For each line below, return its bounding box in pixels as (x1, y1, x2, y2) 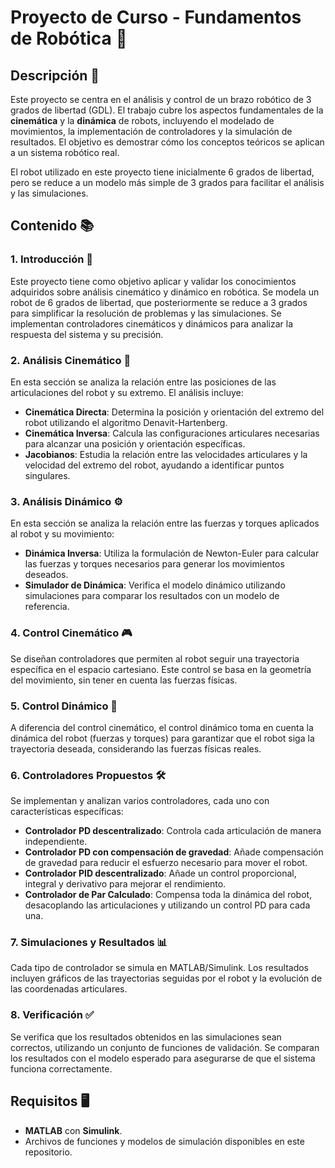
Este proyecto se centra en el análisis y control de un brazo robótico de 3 (10, 94, 312, 105)
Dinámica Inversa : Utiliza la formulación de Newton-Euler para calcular (24, 547, 320, 560)
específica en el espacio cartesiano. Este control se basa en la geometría (10, 663, 312, 675)
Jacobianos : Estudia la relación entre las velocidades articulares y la (24, 448, 308, 460)
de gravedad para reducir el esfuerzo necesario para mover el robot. (24, 857, 308, 869)
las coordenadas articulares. (10, 983, 128, 995)
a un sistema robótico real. (10, 147, 120, 158)
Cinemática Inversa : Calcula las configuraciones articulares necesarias (24, 427, 320, 439)
